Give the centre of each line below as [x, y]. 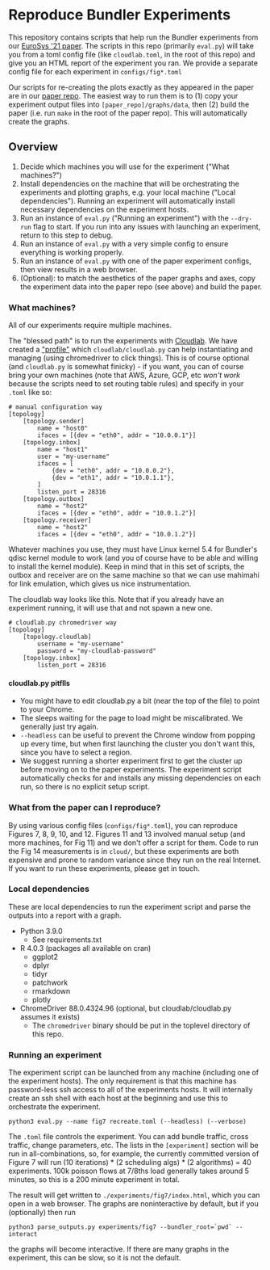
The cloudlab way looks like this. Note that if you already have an [116, 599]
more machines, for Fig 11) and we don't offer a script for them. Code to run [134, 843]
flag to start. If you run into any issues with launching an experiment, [147, 226]
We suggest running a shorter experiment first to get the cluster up [131, 761]
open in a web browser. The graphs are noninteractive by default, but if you [134, 1204]
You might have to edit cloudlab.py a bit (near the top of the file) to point [140, 701]
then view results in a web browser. [79, 269]
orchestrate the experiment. [54, 1107]
